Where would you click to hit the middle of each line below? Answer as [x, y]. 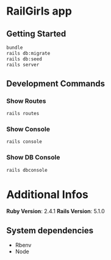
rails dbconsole [27, 170]
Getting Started [36, 34]
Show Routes [26, 100]
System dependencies [50, 230]
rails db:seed [24, 59]
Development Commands [56, 83]
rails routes [23, 114]
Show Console [28, 129]
